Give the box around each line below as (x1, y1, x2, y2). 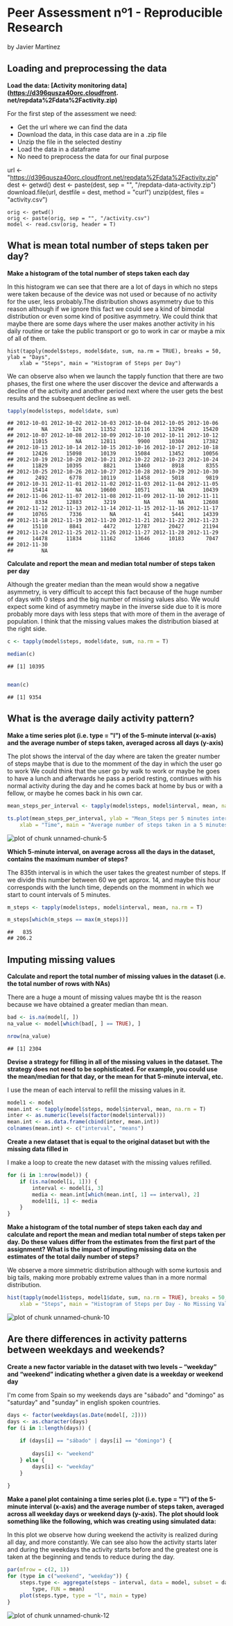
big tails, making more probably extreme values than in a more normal (7, 1273, 207, 1282)
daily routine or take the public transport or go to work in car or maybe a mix (7, 326, 225, 335)
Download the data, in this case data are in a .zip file (17, 130, 167, 138)
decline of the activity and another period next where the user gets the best (7, 387, 223, 395)
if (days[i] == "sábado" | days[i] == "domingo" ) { (19, 1437, 172, 1445)
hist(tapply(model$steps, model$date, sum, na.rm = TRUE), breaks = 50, (7, 347, 222, 355)
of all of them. (7, 334, 47, 342)
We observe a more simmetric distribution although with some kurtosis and (7, 1266, 222, 1275)
